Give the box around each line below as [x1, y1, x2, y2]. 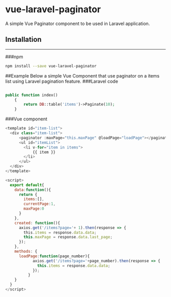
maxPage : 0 [23, 206, 44, 211]
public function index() [5, 92, 58, 97]
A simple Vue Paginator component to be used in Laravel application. [5, 20, 150, 27]
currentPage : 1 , [23, 202, 56, 207]
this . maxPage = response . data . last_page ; [23, 235, 113, 240]
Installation [5, 35, 42, 44]
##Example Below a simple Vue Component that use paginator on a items [5, 72, 160, 79]
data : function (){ [14, 187, 51, 192]
